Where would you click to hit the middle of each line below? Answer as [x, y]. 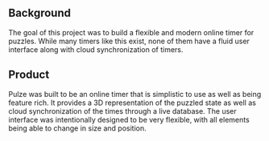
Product [29, 75]
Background [39, 13]
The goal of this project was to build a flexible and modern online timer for [131, 32]
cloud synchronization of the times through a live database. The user [123, 111]
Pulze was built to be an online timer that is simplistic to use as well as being [135, 94]
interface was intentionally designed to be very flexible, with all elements [129, 119]
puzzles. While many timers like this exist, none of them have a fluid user [129, 41]
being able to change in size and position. [77, 128]
